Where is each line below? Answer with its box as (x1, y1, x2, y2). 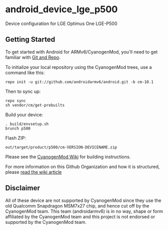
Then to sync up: (5, 88, 41, 94)
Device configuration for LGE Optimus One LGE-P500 (5, 20, 118, 27)
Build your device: (5, 111, 43, 118)
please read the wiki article (5, 169, 62, 175)
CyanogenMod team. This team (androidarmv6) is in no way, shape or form (5, 208, 163, 214)
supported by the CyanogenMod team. (5, 219, 87, 225)
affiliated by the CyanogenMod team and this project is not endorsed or (5, 213, 155, 220)
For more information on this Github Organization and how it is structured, (5, 163, 160, 169)
